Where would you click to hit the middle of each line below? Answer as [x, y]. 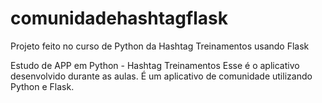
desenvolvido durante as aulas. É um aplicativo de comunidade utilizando [161, 76]
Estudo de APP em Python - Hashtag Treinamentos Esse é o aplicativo [155, 65]
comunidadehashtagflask [119, 18]
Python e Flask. [42, 86]
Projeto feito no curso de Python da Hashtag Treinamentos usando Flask [160, 46]
